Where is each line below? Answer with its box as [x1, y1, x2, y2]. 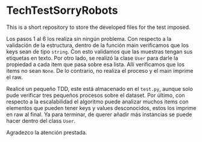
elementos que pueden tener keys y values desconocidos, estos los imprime [6, 104, 197, 111]
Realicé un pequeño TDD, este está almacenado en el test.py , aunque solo [6, 85, 193, 92]
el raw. [6, 73, 23, 81]
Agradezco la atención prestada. [6, 129, 87, 136]
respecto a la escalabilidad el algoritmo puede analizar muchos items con [6, 97, 189, 105]
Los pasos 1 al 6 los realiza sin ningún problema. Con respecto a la [6, 35, 172, 42]
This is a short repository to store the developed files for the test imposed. [6, 23, 191, 31]
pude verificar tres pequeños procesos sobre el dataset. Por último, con [6, 91, 185, 99]
